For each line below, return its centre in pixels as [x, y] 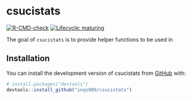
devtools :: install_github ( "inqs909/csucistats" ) [69, 90]
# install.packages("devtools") [47, 84]
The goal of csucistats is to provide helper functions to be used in [90, 39]
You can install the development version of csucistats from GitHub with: [96, 73]
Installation [28, 59]
